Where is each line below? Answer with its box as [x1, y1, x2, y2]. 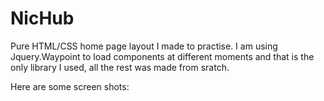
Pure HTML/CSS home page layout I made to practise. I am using [10, 40, 278, 52]
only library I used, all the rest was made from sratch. [10, 61, 230, 73]
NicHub [10, 7, 75, 30]
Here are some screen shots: [10, 80, 130, 92]
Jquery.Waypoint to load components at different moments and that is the [10, 50, 315, 62]
